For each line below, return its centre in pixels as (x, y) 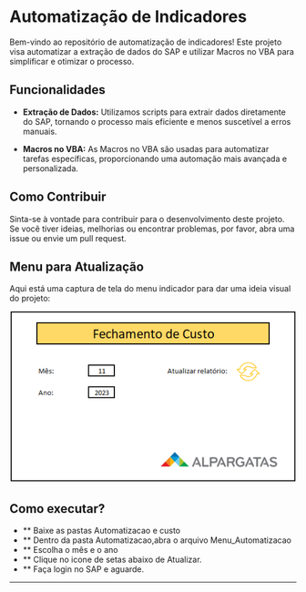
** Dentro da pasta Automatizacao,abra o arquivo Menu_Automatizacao (157, 540)
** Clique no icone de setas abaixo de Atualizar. (112, 560)
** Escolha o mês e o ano (70, 550)
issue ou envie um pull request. (68, 238)
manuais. (40, 131)
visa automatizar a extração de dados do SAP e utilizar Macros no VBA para (152, 51)
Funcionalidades (58, 90)
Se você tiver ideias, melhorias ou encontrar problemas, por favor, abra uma (152, 229)
